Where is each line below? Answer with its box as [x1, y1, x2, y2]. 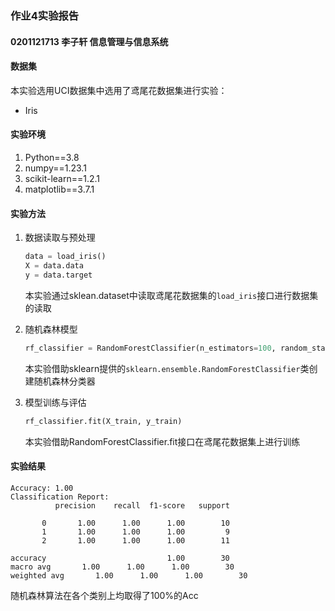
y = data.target [24, 270, 93, 280]
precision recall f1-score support [54, 500, 230, 511]
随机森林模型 [24, 323, 78, 335]
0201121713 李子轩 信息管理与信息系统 [10, 35, 169, 47]
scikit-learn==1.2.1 [24, 172, 101, 184]
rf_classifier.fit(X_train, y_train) [24, 416, 183, 426]
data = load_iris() [24, 252, 107, 262]
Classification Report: [10, 492, 110, 502]
